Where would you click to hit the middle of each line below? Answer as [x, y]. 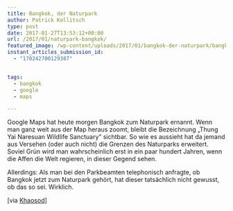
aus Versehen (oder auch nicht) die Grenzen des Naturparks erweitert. [108, 144]
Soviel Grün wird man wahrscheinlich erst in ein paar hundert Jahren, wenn [115, 152]
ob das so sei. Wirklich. [41, 187]
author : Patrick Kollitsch [46, 20]
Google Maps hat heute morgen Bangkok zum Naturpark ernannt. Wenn [110, 122]
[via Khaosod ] [27, 201]
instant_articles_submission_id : [55, 53]
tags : [15, 77]
